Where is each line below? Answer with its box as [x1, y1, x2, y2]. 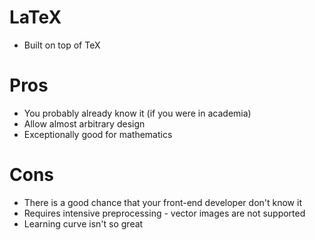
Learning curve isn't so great [23, 217, 144, 230]
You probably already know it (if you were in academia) [23, 107, 252, 119]
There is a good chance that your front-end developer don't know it [23, 196, 302, 208]
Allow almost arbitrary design [23, 117, 146, 130]
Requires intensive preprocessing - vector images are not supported [23, 207, 306, 219]
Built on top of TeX [23, 39, 101, 51]
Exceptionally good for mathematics [23, 128, 173, 140]
